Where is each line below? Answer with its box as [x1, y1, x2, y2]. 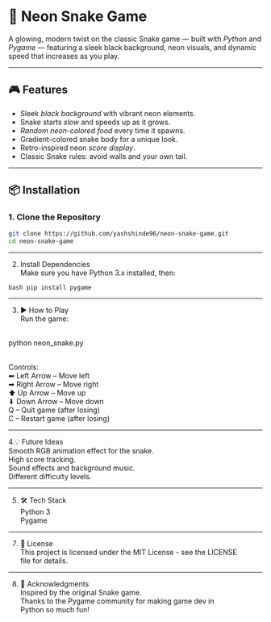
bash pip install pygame [8, 284, 92, 292]
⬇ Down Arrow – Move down [8, 397, 105, 407]
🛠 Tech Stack [19, 495, 67, 505]
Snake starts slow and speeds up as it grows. [19, 117, 171, 127]
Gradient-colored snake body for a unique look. [19, 134, 178, 144]
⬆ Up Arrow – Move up [8, 388, 86, 398]
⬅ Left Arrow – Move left [8, 371, 90, 381]
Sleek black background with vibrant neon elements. [19, 108, 196, 118]
